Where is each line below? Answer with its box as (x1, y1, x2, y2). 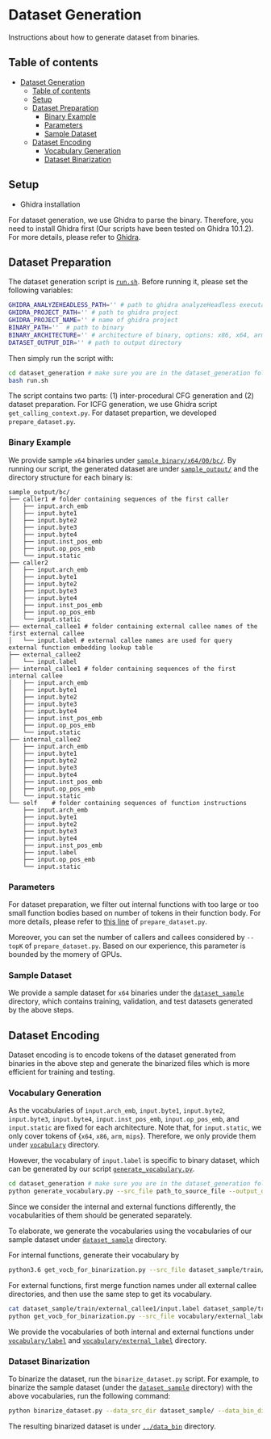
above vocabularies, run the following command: (8, 1391, 171, 1401)
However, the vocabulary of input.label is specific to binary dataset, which (8, 1156, 260, 1165)
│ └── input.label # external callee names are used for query (8, 636, 232, 644)
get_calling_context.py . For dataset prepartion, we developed (8, 408, 217, 417)
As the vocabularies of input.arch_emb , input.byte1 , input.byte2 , (8, 1105, 226, 1115)
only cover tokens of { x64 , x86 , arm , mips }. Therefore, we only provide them (8, 1131, 256, 1141)
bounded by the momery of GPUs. (8, 949, 123, 959)
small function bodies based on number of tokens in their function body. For (8, 908, 261, 917)
